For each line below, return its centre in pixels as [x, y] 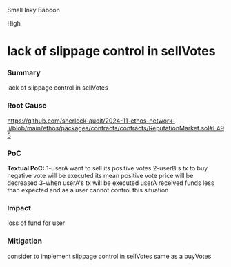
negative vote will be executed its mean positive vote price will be [100, 176]
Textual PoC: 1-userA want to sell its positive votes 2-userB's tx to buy [108, 168]
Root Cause [27, 106]
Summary [24, 73]
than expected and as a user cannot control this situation [88, 190]
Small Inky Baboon [34, 10]
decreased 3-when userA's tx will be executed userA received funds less [111, 183]
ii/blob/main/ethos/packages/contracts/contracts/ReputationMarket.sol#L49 [116, 128]
